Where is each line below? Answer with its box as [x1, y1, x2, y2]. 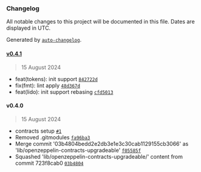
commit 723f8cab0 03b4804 [15, 159, 84, 167]
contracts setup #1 [15, 127, 62, 134]
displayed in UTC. [6, 24, 51, 31]
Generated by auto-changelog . [6, 36, 82, 44]
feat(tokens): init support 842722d [15, 75, 98, 82]
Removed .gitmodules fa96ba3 [15, 133, 90, 141]
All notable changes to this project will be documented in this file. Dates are [6, 18, 196, 25]
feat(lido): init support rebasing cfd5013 [15, 88, 114, 95]
